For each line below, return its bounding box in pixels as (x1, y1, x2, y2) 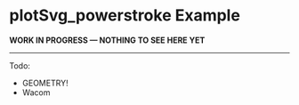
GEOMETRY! (21, 77, 69, 88)
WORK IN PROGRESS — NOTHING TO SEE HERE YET (9, 35, 206, 45)
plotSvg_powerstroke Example (9, 5, 240, 26)
